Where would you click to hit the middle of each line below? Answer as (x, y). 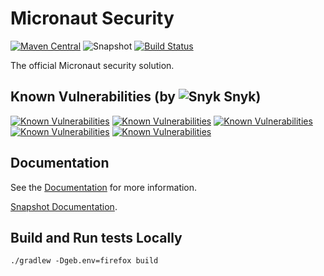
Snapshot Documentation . (64, 206)
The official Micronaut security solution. (92, 65)
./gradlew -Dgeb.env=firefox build (84, 261)
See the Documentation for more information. (104, 187)
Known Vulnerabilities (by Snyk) (136, 97)
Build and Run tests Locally (96, 237)
